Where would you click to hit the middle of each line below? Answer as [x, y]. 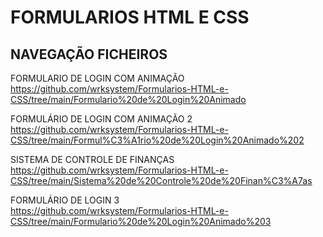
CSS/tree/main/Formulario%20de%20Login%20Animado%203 [141, 221]
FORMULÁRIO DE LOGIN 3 [65, 200]
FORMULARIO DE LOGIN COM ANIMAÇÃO [97, 78]
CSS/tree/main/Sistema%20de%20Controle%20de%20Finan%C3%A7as [161, 180]
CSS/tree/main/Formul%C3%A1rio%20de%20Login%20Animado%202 [157, 140]
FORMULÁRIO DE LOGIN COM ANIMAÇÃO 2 [101, 119]
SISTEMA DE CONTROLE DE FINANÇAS [92, 159]
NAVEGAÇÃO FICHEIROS [89, 54]
